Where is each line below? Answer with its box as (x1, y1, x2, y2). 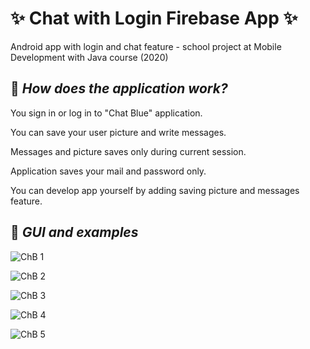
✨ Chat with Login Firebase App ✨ (10, 7, 298, 30)
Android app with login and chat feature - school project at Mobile (10, 40, 282, 52)
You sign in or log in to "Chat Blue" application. (10, 107, 203, 119)
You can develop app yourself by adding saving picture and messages (10, 184, 300, 196)
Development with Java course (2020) (10, 51, 169, 63)
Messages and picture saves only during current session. (10, 145, 247, 157)
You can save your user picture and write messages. (10, 126, 227, 138)
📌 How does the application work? (10, 80, 228, 97)
